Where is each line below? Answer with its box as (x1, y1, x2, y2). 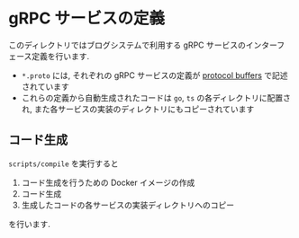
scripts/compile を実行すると (8, 158, 119, 169)
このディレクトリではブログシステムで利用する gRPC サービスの (8, 40, 247, 50)
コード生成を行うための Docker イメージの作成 (21, 177, 195, 188)
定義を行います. (32, 50, 90, 61)
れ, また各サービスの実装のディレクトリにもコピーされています (21, 103, 255, 114)
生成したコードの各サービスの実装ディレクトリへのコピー (21, 199, 235, 210)
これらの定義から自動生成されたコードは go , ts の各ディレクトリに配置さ (21, 92, 292, 103)
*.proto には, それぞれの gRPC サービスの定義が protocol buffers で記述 (21, 69, 288, 81)
